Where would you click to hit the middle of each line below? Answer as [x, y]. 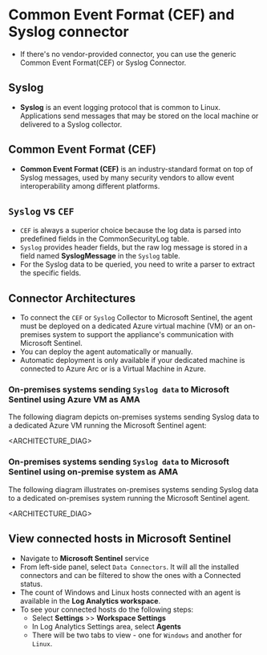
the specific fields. [51, 273]
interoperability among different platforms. [90, 185]
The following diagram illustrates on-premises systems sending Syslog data [133, 489]
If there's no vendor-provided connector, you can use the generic [128, 54]
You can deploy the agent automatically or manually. [107, 352]
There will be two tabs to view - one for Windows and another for [137, 635]
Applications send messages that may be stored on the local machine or [139, 116]
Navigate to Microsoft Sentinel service [85, 558]
